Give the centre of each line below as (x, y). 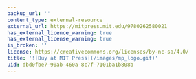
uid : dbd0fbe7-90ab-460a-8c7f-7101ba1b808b (70, 65)
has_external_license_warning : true (59, 39)
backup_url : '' (29, 13)
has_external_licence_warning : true (59, 33)
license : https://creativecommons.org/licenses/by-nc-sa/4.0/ (98, 52)
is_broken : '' (28, 45)
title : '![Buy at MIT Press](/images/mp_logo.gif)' (83, 58)
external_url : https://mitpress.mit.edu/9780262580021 (87, 26)
